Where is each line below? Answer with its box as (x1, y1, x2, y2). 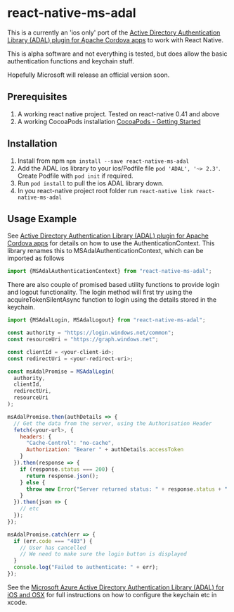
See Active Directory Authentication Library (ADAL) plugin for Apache (7, 231, 209, 240)
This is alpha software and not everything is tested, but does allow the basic (7, 49, 228, 58)
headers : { (20, 433, 52, 440)
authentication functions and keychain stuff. (7, 56, 135, 65)
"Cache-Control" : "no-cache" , (25, 439, 115, 447)
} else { (20, 479, 46, 486)
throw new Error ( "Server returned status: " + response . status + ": (25, 485, 231, 493)
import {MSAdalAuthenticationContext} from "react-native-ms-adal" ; (7, 268, 212, 275)
